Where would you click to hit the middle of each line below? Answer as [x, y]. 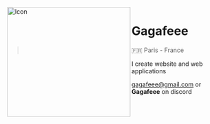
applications [149, 71]
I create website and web [167, 64]
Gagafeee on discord [162, 91]
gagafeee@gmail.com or [167, 84]
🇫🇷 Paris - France [158, 50]
